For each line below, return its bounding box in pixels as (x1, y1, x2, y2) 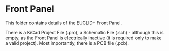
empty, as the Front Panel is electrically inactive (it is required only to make (5, 35, 162, 41)
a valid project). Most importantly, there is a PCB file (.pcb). (5, 40, 129, 46)
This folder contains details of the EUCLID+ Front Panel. (5, 20, 122, 26)
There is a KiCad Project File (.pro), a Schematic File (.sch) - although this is (5, 29, 164, 35)
